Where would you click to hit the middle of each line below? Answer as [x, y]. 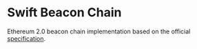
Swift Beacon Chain [64, 13]
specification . [27, 38]
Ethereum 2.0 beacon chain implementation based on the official [99, 31]
